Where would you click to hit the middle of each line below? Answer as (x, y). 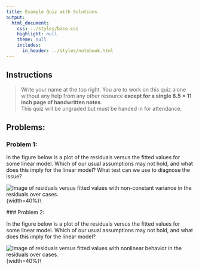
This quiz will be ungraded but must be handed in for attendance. (101, 108)
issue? (14, 177)
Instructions (29, 75)
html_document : (30, 23)
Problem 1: (22, 144)
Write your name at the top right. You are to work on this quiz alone (103, 89)
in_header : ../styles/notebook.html (68, 51)
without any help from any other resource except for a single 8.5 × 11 (106, 96)
